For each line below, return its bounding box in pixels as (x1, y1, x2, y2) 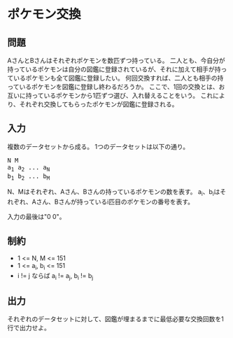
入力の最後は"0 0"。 (7, 213, 66, 221)
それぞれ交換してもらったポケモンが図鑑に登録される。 (19, 100, 178, 108)
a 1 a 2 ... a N (7, 163, 50, 173)
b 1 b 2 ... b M (7, 172, 50, 182)
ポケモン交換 (7, 6, 82, 22)
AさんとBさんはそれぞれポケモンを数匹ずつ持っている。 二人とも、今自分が (7, 57, 225, 64)
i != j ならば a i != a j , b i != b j (17, 271, 94, 281)
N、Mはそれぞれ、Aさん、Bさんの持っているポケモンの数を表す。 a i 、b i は (7, 188, 220, 198)
